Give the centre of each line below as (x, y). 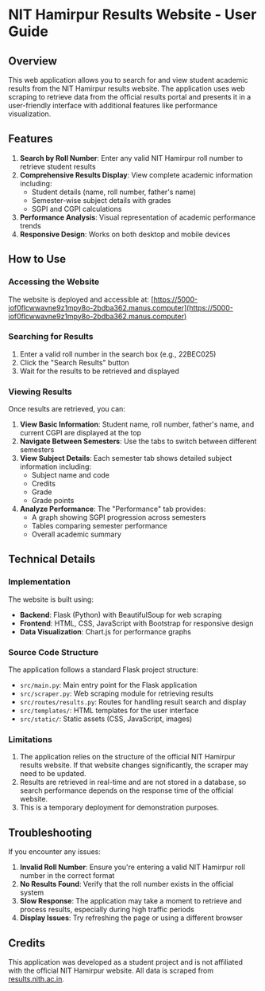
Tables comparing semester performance (100, 526)
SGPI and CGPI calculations (77, 209)
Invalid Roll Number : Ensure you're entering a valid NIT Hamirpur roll (132, 867)
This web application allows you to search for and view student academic (128, 80)
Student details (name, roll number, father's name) (114, 192)
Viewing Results (40, 392)
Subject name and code (70, 475)
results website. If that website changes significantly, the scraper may (134, 765)
